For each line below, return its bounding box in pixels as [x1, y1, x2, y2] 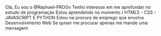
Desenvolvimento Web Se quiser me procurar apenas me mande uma [5, 20, 148, 26]
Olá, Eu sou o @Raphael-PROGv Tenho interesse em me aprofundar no [5, 4, 151, 10]
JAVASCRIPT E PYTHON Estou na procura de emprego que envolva [5, 15, 144, 20]
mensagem [5, 25, 28, 31]
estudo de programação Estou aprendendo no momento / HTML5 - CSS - [5, 9, 156, 15]
